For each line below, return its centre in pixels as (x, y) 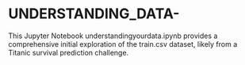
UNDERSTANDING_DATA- (94, 14)
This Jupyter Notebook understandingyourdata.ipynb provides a (113, 36)
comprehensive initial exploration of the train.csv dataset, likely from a (123, 44)
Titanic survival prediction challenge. (69, 52)
